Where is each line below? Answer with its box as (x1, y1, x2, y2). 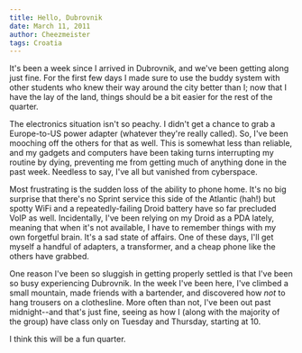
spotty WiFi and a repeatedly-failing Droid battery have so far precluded (9, 204, 277, 214)
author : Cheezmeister (9, 30, 91, 39)
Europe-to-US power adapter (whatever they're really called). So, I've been (9, 128, 288, 140)
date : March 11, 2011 (9, 22, 91, 31)
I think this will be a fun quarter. (9, 334, 126, 345)
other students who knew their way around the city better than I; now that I (9, 82, 287, 93)
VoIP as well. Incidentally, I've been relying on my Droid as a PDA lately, (9, 213, 275, 223)
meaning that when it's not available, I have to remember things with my (9, 222, 277, 233)
